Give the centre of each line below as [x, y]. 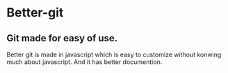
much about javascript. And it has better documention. [84, 62]
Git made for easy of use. [62, 38]
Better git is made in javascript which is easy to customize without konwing [114, 54]
